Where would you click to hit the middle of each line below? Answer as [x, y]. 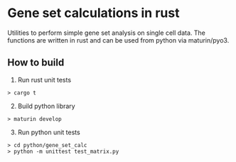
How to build [36, 63]
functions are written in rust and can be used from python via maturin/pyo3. [118, 40]
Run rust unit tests [44, 80]
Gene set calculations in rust [93, 13]
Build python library [47, 106]
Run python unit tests [49, 132]
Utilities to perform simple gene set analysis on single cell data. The [107, 33]
